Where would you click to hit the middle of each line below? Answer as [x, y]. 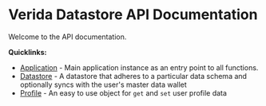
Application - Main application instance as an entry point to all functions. [139, 67]
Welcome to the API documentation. [67, 37]
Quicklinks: [28, 52]
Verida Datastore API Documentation [133, 15]
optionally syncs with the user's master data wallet [103, 84]
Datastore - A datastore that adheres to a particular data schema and [133, 76]
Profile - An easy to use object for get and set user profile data [123, 92]
